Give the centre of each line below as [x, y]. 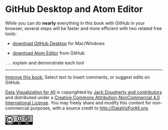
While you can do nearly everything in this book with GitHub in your [75, 23]
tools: [11, 33]
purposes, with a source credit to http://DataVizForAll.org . [90, 108]
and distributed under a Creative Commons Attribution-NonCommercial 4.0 [82, 97]
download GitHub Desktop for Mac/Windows [58, 43]
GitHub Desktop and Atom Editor [74, 9]
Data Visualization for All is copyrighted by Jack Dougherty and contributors [84, 92]
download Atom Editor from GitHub [48, 53]
